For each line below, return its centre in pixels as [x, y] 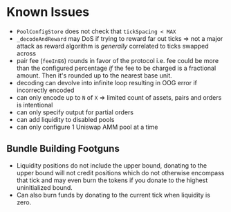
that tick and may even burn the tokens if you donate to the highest [112, 180]
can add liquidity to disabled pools [65, 119]
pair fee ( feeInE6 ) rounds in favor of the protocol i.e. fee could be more [118, 60]
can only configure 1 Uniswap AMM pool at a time [87, 127]
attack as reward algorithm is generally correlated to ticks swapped [112, 46]
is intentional [35, 105]
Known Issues [48, 12]
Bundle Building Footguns [63, 149]
